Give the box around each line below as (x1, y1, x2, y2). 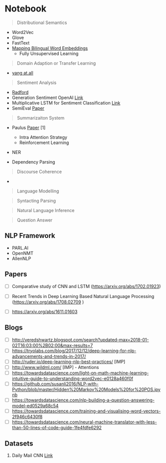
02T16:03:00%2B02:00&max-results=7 (11, 342, 93, 348)
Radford (11, 89, 28, 95)
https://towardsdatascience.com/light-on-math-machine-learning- (11, 369, 149, 375)
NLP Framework (4, 231, 55, 240)
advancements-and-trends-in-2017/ (11, 353, 86, 359)
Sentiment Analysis (16, 79, 57, 85)
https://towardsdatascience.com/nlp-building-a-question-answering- (11, 397, 155, 403)
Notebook (4, 3, 47, 14)
